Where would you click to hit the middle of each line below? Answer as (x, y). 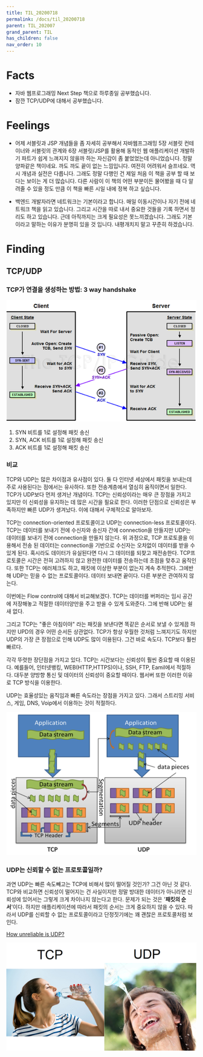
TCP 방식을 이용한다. (37, 682)
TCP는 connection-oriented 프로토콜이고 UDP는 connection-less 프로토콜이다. (101, 522)
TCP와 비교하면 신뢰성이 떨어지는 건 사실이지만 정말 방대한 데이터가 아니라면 (96, 891)
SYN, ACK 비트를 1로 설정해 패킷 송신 (59, 440)
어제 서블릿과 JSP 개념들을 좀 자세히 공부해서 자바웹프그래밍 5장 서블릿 (99, 143)
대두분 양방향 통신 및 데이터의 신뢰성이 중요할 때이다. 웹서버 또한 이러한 (98, 675)
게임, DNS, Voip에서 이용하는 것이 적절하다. (65, 703)
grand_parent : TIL (29, 32)
